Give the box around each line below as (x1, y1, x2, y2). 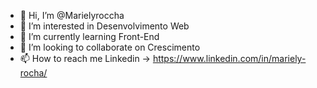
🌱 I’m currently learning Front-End (19, 31, 160, 42)
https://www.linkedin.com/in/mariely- (152, 53, 307, 64)
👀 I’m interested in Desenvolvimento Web (19, 20, 190, 32)
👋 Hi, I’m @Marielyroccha (19, 10, 125, 21)
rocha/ (19, 67, 48, 79)
